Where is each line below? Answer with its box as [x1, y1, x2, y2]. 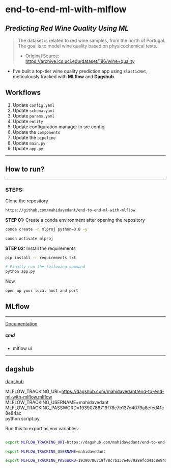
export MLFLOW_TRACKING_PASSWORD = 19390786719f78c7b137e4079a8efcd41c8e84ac [5, 458, 169, 463]
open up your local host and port [5, 288, 79, 293]
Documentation [5, 320, 38, 326]
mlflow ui [12, 345, 32, 351]
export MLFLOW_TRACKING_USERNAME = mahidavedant [5, 449, 106, 454]
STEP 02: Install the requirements [5, 245, 76, 251]
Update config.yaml [12, 102, 55, 108]
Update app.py [12, 145, 43, 151]
